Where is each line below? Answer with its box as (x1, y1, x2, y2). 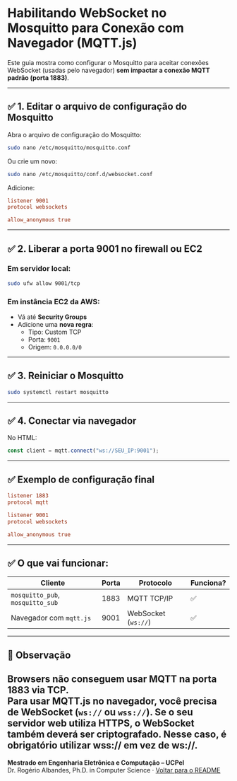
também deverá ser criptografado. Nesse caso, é (7, 729, 227, 741)
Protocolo (138, 578, 173, 588)
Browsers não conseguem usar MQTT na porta (7, 673, 217, 685)
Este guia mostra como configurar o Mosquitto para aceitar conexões (7, 58, 209, 66)
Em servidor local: (7, 264, 71, 274)
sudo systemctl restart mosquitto (7, 388, 109, 395)
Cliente (40, 578, 66, 588)
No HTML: (7, 434, 37, 442)
